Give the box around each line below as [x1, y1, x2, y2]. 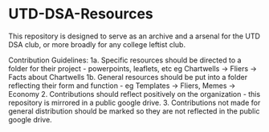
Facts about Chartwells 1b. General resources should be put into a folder [8, 72, 247, 82]
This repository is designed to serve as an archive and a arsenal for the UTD [8, 31, 261, 41]
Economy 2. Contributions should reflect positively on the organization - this [8, 89, 261, 98]
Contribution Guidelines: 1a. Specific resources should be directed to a [8, 55, 242, 65]
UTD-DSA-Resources [8, 5, 154, 23]
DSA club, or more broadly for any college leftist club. [8, 39, 186, 49]
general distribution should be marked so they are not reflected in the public [8, 106, 260, 116]
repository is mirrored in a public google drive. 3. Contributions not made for [8, 98, 261, 107]
